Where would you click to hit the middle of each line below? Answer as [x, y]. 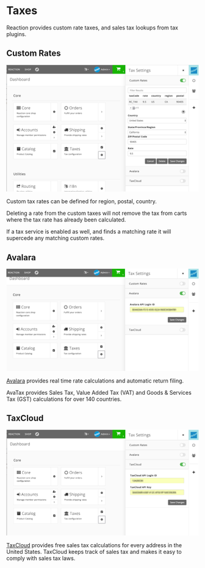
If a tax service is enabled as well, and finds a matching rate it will [89, 232]
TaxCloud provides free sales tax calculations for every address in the [94, 545]
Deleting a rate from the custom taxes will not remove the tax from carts [97, 213]
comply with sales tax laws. [41, 558]
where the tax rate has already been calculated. [66, 220]
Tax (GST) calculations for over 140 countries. [64, 399]
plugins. [16, 34]
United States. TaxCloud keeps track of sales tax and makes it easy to [94, 551]
